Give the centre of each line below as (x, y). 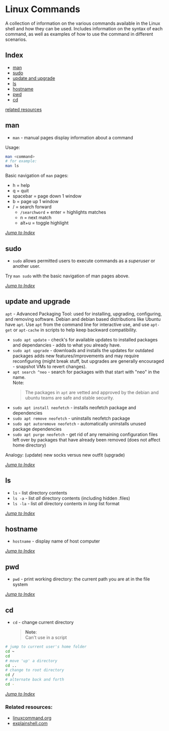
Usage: (13, 147)
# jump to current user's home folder (46, 647)
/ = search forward (32, 207)
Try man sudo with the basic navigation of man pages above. (67, 276)
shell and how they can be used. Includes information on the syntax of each (84, 28)
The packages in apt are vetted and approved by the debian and (92, 392)
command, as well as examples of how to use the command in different (79, 34)
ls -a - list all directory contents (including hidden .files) (71, 498)
